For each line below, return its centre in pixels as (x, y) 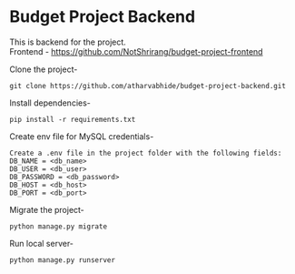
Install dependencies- (50, 103)
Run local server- (42, 243)
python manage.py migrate (58, 226)
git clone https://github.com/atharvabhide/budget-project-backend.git (147, 86)
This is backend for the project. (68, 42)
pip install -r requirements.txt (73, 119)
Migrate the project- (47, 209)
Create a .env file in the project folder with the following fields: (146, 153)
